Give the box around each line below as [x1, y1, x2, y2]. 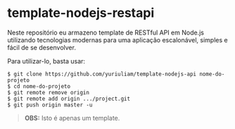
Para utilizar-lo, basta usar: [7, 56, 86, 65]
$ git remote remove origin [7, 89, 90, 96]
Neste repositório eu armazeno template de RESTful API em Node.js [7, 28, 204, 37]
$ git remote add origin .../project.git [7, 95, 131, 102]
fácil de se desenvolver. [7, 43, 76, 51]
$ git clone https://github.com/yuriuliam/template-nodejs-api [7, 70, 197, 78]
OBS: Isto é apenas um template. [24, 113, 120, 122]
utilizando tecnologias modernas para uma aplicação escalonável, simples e [7, 35, 228, 44]
